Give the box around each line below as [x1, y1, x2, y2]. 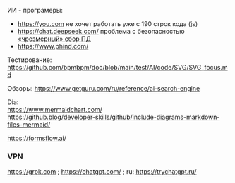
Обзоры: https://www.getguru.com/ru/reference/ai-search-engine [7, 84, 200, 92]
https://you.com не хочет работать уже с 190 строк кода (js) [17, 20, 198, 27]
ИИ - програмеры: [7, 6, 64, 14]
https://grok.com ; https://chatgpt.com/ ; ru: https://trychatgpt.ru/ [7, 168, 197, 176]
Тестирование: [7, 56, 52, 64]
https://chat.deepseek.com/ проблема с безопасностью [17, 27, 185, 35]
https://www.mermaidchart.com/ [7, 106, 102, 113]
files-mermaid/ [7, 120, 51, 129]
